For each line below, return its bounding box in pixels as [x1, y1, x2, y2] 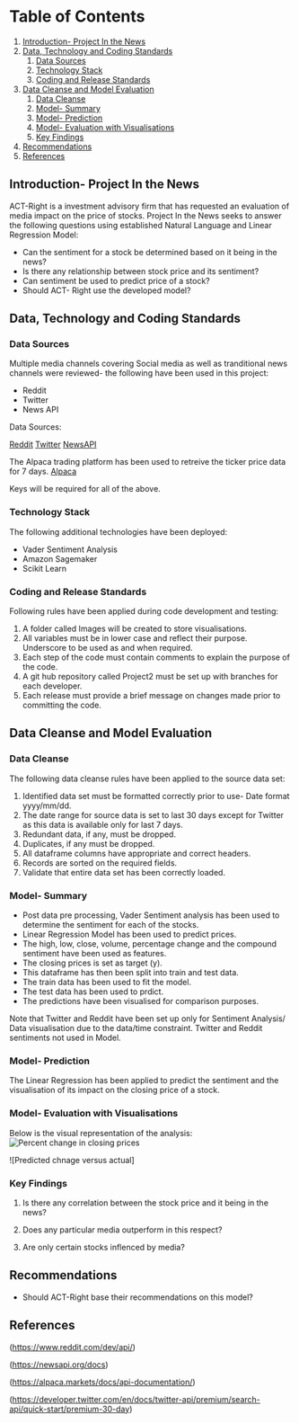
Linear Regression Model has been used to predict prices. [22, 929, 237, 940]
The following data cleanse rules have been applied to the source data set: [9, 773, 286, 784]
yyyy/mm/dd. [22, 800, 72, 811]
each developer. [22, 680, 83, 691]
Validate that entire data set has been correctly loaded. [22, 867, 226, 877]
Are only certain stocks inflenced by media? [22, 1241, 186, 1252]
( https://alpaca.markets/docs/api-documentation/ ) [9, 1376, 196, 1387]
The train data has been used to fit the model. [22, 977, 191, 988]
